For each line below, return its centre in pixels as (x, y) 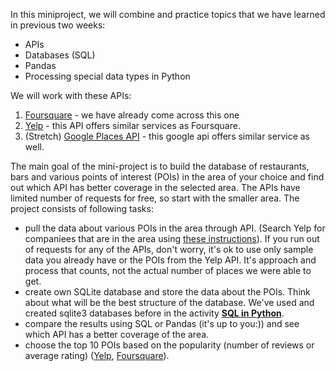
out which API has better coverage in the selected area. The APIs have (155, 187)
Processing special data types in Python (107, 76)
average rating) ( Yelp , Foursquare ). (97, 355)
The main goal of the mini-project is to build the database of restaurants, (160, 166)
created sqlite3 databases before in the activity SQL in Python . (154, 313)
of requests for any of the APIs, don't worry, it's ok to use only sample (169, 249)
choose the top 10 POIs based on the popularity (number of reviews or (169, 345)
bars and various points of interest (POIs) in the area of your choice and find (167, 177)
